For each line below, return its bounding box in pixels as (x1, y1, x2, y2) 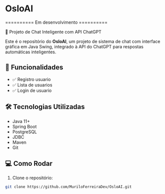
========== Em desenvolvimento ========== (5, 19, 108, 25)
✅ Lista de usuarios (12, 82, 53, 88)
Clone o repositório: (12, 175, 53, 181)
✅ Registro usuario (12, 76, 51, 82)
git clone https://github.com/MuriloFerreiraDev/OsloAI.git (5, 185, 132, 190)
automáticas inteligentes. (5, 49, 56, 55)
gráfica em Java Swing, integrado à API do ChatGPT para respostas (5, 43, 144, 49)
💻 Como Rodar (5, 159, 53, 168)
